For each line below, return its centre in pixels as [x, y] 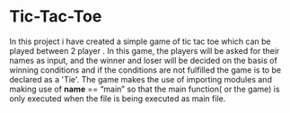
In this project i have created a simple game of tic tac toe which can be [140, 41]
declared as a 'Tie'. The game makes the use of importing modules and [141, 79]
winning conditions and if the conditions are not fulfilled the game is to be [145, 70]
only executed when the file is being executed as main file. [118, 98]
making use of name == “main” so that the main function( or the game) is [145, 89]
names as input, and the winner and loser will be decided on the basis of [144, 60]
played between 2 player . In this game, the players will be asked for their [145, 50]
